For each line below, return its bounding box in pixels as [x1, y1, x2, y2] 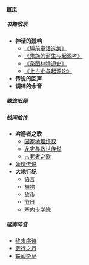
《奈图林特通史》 [24, 59, 67, 67]
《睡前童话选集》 [24, 44, 67, 51]
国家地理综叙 [24, 137, 56, 145]
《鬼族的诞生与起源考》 [24, 52, 83, 59]
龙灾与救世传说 [24, 145, 62, 152]
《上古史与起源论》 [24, 67, 73, 74]
